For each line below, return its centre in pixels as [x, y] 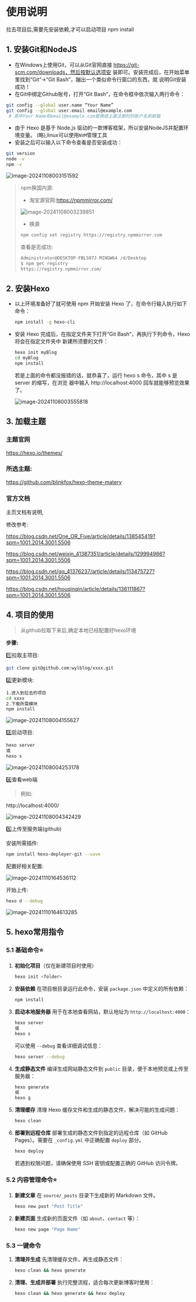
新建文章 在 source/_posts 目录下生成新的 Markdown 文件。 [87, 1195]
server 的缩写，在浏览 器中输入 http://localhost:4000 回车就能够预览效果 [102, 382]
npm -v [14, 164]
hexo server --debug [39, 1057]
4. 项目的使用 [30, 615]
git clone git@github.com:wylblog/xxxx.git [60, 668]
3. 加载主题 [26, 422]
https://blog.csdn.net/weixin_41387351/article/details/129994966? [86, 554]
